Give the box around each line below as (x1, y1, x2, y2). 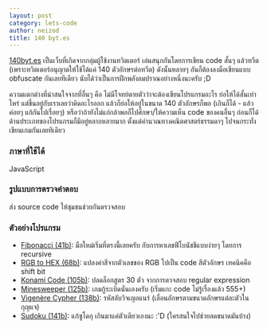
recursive (20, 249, 53, 259)
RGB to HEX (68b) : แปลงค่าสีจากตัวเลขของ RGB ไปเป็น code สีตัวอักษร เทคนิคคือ (20, 258, 252, 268)
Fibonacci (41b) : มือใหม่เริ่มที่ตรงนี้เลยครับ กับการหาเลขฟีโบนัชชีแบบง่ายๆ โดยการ (20, 241, 242, 250)
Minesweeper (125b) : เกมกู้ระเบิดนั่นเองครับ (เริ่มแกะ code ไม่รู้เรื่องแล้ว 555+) (20, 284, 246, 294)
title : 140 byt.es (9, 33, 70, 42)
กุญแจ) (20, 302, 40, 311)
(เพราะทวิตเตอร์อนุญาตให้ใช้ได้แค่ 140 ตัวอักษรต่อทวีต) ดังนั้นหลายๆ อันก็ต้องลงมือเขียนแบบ (9, 65, 251, 74)
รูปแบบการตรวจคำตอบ (9, 184, 79, 195)
